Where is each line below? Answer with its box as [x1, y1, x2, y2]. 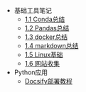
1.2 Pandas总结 [24, 24, 70, 32]
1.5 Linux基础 [24, 50, 63, 59]
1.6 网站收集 [24, 59, 60, 67]
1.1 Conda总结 [24, 15, 65, 23]
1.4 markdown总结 [24, 42, 79, 50]
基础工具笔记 [14, 6, 52, 14]
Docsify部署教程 [24, 77, 72, 85]
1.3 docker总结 [24, 33, 68, 41]
